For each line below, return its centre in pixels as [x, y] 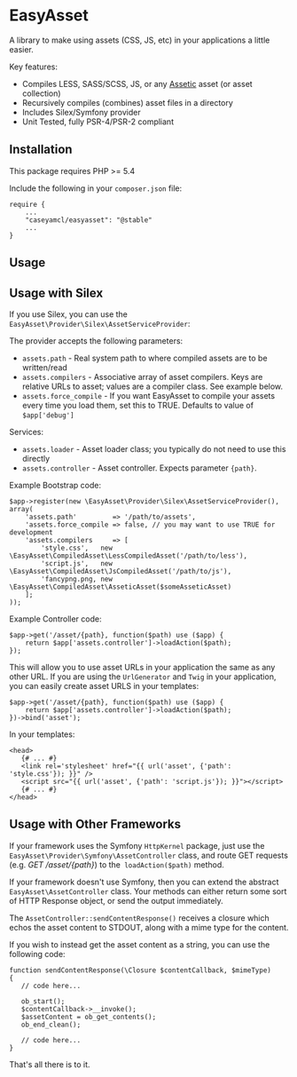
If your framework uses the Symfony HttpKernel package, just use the [137, 845]
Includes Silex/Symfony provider [82, 112]
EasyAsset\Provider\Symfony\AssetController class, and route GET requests [148, 855]
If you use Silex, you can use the [69, 314]
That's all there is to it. [50, 1064]
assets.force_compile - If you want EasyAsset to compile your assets [148, 395]
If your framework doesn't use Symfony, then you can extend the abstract [144, 882]
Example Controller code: [55, 619]
